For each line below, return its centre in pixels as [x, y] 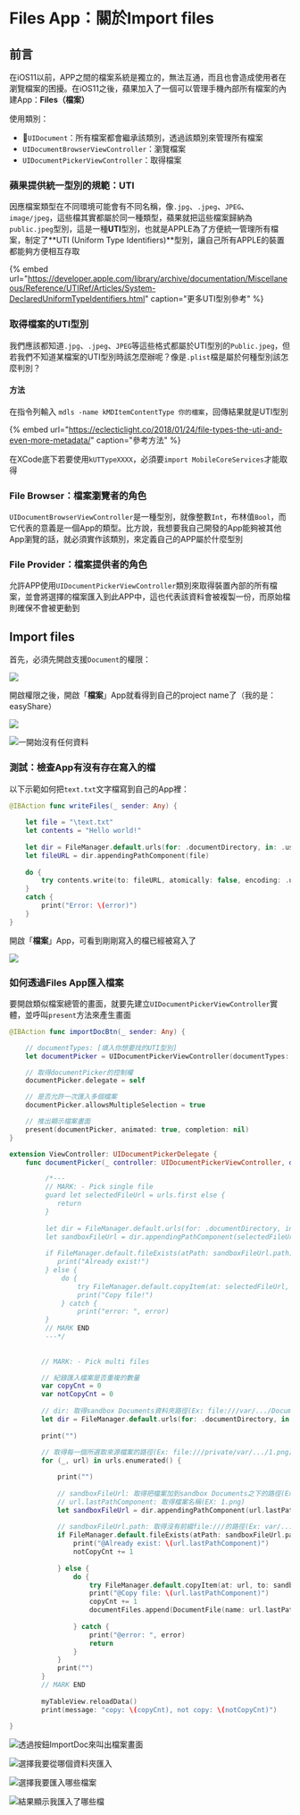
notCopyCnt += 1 [103, 1552]
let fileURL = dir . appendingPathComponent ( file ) [117, 855]
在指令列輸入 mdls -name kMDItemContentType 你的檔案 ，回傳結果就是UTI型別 [149, 411]
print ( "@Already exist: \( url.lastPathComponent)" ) [171, 1544]
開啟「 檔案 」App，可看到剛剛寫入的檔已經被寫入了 [103, 940]
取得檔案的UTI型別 [49, 325]
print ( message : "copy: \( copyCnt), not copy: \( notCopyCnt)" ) [159, 1709]
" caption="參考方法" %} [136, 440]
